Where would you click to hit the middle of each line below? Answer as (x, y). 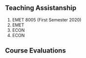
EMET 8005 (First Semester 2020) (47, 19)
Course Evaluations (35, 51)
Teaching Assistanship (41, 8)
